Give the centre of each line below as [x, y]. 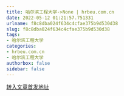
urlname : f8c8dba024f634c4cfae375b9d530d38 [62, 23]
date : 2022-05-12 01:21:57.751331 [50, 18]
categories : [21, 46]
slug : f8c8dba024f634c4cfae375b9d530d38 [58, 29]
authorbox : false [28, 63]
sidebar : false [26, 69]
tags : [13, 35]
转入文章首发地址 [28, 87]
